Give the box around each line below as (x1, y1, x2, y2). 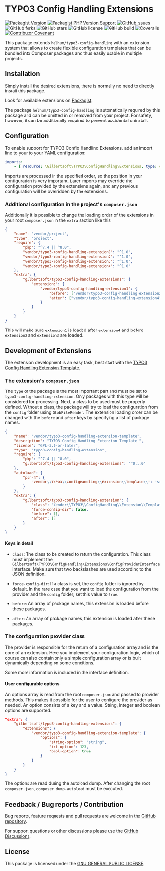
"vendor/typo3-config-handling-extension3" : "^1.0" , (23, 259, 133, 264)
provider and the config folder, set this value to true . (12, 591, 119, 597)
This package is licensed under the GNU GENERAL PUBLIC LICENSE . (5, 860, 145, 866)
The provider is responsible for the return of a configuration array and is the (5, 644, 159, 650)
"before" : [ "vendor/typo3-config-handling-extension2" (49, 291, 164, 296)
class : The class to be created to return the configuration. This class (12, 551, 151, 557)
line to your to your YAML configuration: (5, 150, 86, 156)
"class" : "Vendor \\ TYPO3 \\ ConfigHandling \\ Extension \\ (31, 503, 146, 508)
